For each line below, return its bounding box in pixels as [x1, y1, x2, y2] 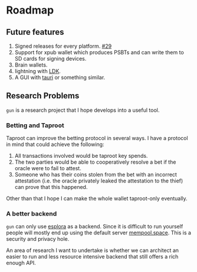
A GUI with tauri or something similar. [14, 74, 106, 81]
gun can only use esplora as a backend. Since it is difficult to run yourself [6, 223, 183, 230]
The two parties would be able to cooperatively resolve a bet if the [14, 158, 176, 165]
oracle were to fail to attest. [14, 165, 81, 172]
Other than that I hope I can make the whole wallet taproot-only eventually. [6, 195, 188, 202]
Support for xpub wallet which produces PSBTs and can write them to [14, 49, 184, 56]
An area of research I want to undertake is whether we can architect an [6, 247, 179, 254]
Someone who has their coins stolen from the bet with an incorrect [14, 171, 177, 178]
